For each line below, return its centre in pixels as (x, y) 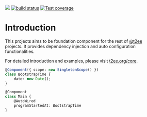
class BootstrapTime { (28, 74)
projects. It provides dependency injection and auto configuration (70, 46)
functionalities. (20, 51)
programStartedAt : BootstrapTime (48, 106)
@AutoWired (25, 101)
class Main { (18, 97)
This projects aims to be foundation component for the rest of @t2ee (74, 41)
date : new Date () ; (32, 79)
